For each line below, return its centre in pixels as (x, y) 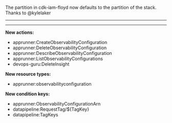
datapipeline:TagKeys (35, 115)
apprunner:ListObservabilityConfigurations (58, 59)
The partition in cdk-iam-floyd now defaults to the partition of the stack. (81, 7)
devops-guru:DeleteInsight (41, 64)
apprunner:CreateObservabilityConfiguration (60, 42)
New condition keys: (28, 94)
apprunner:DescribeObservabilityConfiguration (62, 53)
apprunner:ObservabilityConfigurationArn (57, 104)
